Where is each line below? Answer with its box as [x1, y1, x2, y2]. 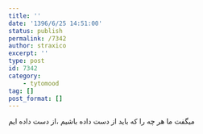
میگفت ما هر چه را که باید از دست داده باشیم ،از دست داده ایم [8, 116, 195, 126]
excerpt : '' [8, 49, 48, 57]
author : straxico [8, 42, 67, 50]
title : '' [8, 11, 42, 20]
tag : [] [8, 86, 35, 95]
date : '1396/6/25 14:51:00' [8, 19, 103, 27]
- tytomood [23, 79, 60, 87]
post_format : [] [8, 94, 63, 103]
